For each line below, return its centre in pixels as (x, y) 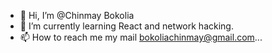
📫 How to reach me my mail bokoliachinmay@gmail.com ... (141, 37)
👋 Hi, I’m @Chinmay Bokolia (77, 15)
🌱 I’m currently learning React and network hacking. (126, 26)
